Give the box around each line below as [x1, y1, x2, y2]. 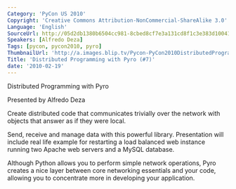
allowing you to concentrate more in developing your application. [7, 174, 195, 182]
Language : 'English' [7, 23, 68, 30]
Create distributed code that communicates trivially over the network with [7, 109, 221, 117]
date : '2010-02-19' [7, 63, 65, 70]
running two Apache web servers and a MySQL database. [7, 145, 175, 153]
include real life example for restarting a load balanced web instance [7, 138, 206, 146]
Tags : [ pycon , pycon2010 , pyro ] [7, 43, 102, 50]
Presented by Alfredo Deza [7, 96, 86, 104]
